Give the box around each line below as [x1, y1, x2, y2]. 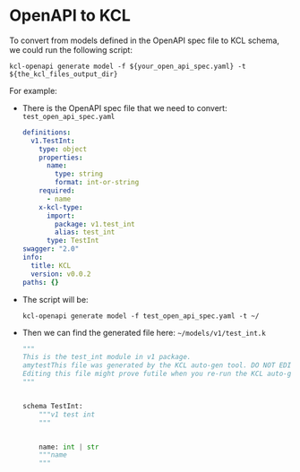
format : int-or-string [55, 178, 140, 187]
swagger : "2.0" [21, 245, 80, 253]
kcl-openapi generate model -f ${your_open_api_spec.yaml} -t [9, 62, 246, 71]
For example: [9, 85, 58, 96]
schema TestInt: [21, 401, 83, 410]
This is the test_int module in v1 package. [21, 353, 192, 362]
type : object [39, 144, 88, 153]
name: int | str [39, 442, 99, 451]
